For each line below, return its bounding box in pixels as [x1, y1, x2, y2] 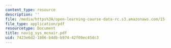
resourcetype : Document [5, 26, 56, 31]
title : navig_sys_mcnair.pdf [5, 30, 67, 35]
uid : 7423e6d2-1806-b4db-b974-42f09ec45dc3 [5, 35, 99, 40]
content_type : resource [5, 7, 56, 12]
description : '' [5, 12, 40, 17]
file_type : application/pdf [5, 21, 65, 26]
